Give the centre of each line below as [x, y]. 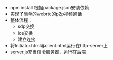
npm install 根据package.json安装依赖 [49, 7]
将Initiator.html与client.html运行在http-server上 [59, 46]
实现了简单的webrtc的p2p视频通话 [46, 14]
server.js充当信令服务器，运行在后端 [48, 52]
